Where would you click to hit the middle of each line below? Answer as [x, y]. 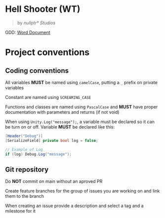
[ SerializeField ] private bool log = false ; [52, 140]
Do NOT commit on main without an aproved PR [54, 181]
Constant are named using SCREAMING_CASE [48, 97]
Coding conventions [37, 70]
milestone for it [21, 211]
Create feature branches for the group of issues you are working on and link [82, 191]
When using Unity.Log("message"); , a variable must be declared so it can [80, 122]
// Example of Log [24, 149]
